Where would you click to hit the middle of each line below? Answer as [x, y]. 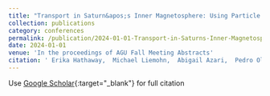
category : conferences [46, 30]
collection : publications [51, 23]
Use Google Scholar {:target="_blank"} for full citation [96, 83]
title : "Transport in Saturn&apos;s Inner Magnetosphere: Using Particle [135, 16]
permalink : [27, 38]
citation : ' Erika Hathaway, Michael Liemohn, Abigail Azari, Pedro [131, 61]
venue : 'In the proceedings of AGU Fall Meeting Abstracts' [111, 53]
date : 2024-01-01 [37, 46]
